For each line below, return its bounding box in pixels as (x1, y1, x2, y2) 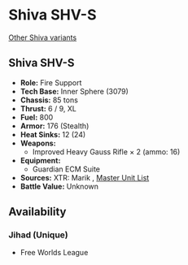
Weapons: (20, 138, 56, 148)
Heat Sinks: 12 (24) (20, 129, 86, 139)
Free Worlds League (20, 248, 89, 258)
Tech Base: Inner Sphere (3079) (20, 86, 129, 96)
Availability (8, 205, 67, 219)
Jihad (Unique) (8, 229, 69, 241)
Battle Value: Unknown (20, 181, 99, 191)
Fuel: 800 (20, 112, 54, 122)
